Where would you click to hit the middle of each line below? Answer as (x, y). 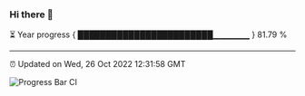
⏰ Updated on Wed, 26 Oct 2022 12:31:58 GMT (98, 64)
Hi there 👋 (32, 14)
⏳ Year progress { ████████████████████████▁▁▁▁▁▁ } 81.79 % (148, 34)
